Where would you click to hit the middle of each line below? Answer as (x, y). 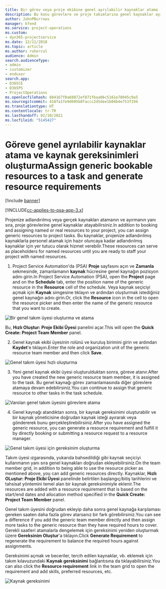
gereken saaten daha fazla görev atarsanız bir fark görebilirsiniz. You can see (83, 514)
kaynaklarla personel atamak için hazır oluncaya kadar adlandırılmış (74, 241)
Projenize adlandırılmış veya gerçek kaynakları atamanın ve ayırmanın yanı (81, 220)
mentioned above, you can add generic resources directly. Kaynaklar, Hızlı (81, 473)
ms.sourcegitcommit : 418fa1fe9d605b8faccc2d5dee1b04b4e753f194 (72, 102)
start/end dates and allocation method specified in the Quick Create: (75, 494)
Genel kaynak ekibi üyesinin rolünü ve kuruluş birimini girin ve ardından (84, 342)
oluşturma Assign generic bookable (79, 166)
